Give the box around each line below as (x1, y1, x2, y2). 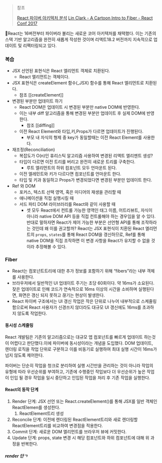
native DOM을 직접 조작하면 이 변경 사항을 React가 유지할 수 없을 (26, 238, 150, 244)
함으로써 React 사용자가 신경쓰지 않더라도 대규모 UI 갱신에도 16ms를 (12, 304, 142, 310)
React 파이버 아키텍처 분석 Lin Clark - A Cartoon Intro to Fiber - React (16, 15, 153, 21)
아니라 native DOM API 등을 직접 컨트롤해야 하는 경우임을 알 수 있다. (26, 214, 156, 219)
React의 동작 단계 (5, 387, 39, 393)
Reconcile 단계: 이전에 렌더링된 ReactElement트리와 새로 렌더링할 (12, 417, 138, 422)
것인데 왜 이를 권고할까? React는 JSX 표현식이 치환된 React (31, 226, 145, 231)
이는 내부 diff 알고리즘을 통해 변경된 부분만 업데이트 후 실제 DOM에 (19, 110, 146, 116)
